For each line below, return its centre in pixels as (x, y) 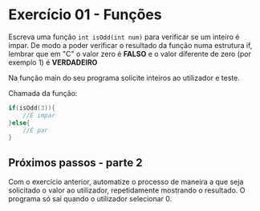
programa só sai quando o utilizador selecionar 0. (90, 199)
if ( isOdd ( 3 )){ (32, 108)
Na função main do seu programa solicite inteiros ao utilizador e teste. (124, 78)
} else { (19, 123)
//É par (35, 130)
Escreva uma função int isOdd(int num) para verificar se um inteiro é (124, 37)
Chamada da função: (43, 93)
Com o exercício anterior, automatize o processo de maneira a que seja (126, 182)
